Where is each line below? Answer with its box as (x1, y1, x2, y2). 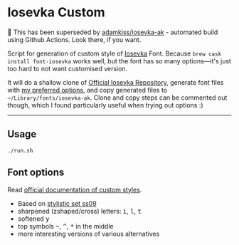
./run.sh (7, 147, 33, 154)
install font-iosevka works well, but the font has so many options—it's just (7, 56, 231, 65)
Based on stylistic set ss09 (17, 199, 97, 207)
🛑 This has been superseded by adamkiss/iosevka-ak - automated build (7, 28, 218, 36)
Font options (7, 167, 65, 179)
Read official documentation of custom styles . (7, 185, 142, 194)
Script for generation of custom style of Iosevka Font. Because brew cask (7, 49, 222, 58)
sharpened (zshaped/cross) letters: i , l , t (17, 207, 142, 215)
